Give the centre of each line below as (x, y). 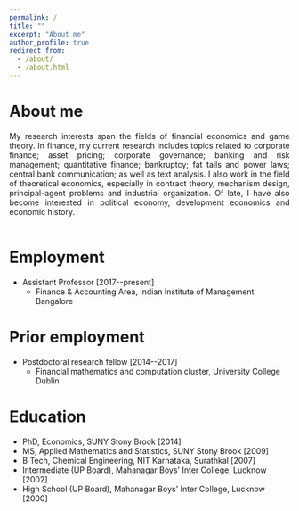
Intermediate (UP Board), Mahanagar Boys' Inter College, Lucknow (144, 470)
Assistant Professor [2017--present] (88, 282)
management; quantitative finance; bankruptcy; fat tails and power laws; (149, 164)
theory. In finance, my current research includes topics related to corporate (149, 145)
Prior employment (77, 337)
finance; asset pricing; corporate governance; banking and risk (149, 155)
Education (48, 416)
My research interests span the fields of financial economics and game (149, 136)
